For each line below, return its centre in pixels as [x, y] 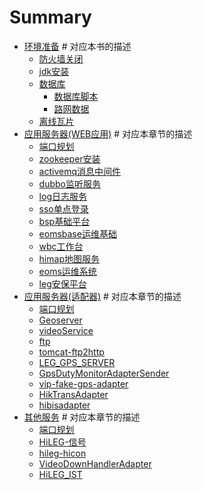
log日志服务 [62, 196]
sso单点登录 [63, 208]
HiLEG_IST [60, 474]
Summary [50, 17]
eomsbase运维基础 [77, 233]
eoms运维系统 [67, 271]
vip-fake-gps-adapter [83, 383]
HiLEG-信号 [62, 442]
